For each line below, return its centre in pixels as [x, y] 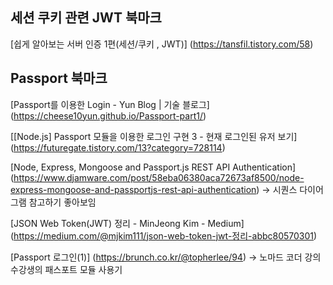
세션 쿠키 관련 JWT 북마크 [86, 18]
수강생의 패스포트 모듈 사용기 [66, 269]
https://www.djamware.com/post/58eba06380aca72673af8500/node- [159, 177]
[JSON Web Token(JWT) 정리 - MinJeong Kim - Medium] [127, 223]
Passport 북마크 [59, 78]
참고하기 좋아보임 [62, 202]
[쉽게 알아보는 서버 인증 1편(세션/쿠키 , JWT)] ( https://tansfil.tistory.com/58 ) [162, 44]
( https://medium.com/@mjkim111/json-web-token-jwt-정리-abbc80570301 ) [164, 235]
